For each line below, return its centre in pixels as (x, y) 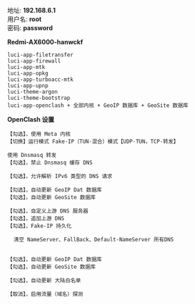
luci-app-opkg (28, 73)
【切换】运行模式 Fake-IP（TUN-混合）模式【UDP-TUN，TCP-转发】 (93, 141)
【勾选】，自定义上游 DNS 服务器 (48, 211)
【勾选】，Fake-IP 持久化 (40, 226)
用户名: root (25, 19)
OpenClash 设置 (31, 119)
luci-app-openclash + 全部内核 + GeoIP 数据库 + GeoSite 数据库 (98, 106)
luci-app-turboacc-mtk (40, 80)
